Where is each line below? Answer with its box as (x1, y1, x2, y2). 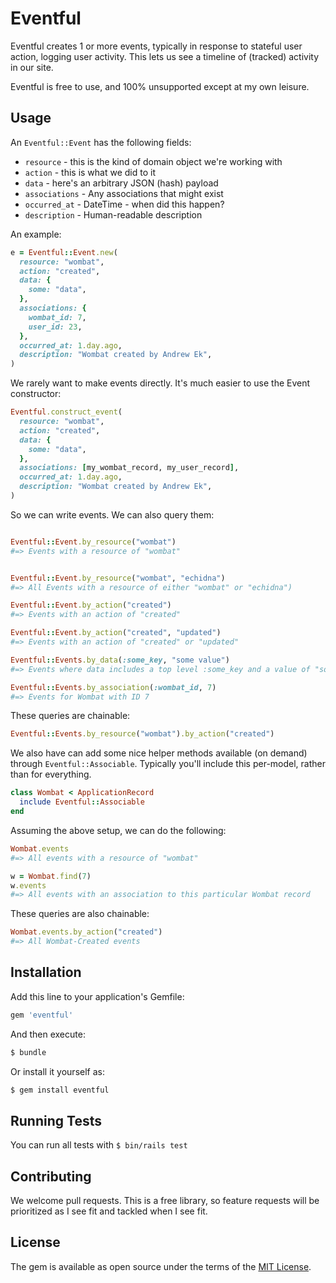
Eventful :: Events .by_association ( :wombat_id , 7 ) (10, 682, 217, 692)
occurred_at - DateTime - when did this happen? (24, 198, 225, 210)
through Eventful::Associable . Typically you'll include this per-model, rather (10, 758, 327, 770)
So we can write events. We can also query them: (10, 508, 215, 521)
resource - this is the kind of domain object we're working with (24, 155, 283, 167)
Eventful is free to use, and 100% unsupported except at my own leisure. (10, 80, 310, 92)
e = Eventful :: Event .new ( (10, 247, 118, 257)
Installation (10, 964, 82, 981)
